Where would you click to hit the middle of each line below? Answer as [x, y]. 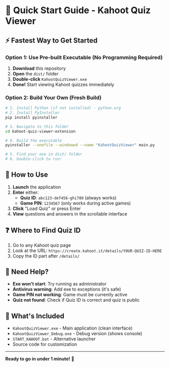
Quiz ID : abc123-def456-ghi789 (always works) [68, 197]
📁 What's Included [35, 316]
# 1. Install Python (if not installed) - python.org [63, 108]
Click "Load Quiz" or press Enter [47, 208]
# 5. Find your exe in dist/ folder [44, 154]
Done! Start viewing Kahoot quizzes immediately [63, 84]
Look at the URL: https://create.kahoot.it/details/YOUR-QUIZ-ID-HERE [87, 251]
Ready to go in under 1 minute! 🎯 [40, 359]
